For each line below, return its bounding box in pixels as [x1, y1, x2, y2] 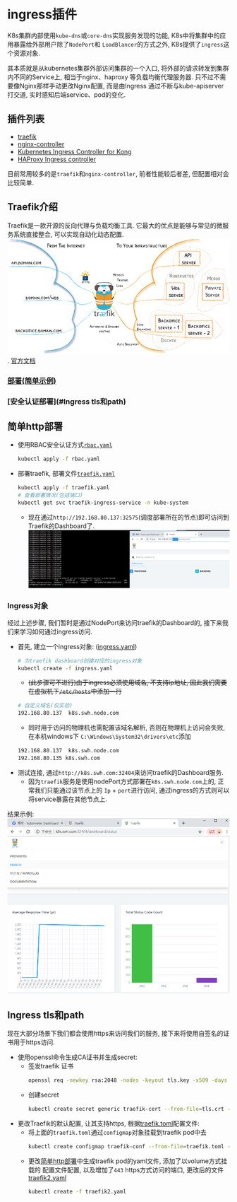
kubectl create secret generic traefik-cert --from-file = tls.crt [28, 1105, 224, 1112]
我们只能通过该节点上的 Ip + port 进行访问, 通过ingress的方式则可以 [34, 786, 230, 794]
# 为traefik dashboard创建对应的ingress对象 [17, 657, 142, 665]
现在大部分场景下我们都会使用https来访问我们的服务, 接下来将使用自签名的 [7, 1029, 224, 1037]
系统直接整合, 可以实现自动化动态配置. [13, 230, 125, 238]
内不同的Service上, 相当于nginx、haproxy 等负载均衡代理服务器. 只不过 [7, 72, 214, 81]
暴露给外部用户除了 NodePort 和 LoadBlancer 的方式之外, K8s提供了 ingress [13, 40, 224, 48]
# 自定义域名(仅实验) [17, 702, 73, 709]
